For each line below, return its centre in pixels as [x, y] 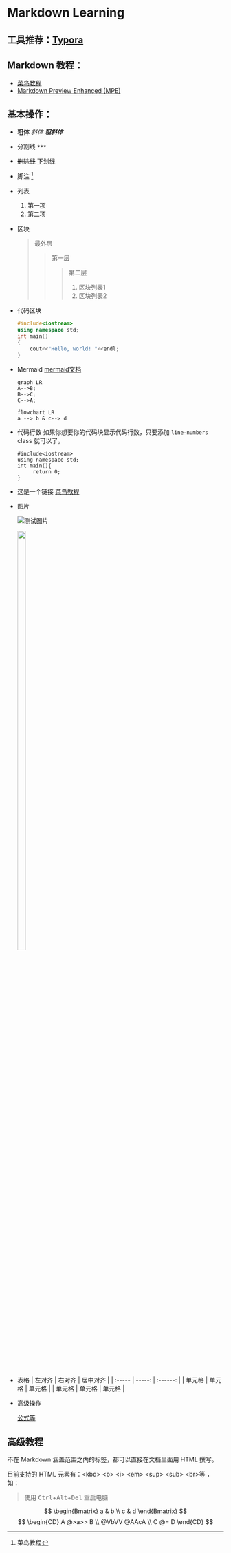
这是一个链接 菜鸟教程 [48, 492]
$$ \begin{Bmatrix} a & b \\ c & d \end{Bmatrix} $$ [115, 1511]
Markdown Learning [66, 13]
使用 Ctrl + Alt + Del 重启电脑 [66, 1497]
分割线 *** [32, 147]
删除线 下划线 [36, 161]
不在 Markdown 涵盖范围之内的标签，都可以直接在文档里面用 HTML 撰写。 [112, 1459]
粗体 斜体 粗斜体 [40, 132]
